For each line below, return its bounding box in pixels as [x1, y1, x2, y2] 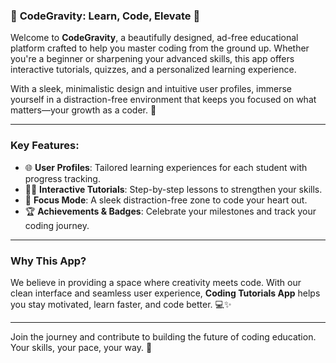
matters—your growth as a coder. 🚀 [10, 104, 157, 116]
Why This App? [10, 254, 87, 268]
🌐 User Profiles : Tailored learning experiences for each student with [24, 161, 308, 173]
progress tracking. [24, 172, 101, 184]
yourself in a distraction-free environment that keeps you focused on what [10, 94, 317, 106]
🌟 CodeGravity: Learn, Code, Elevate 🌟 [10, 9, 201, 23]
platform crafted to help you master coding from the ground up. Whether [10, 42, 310, 54]
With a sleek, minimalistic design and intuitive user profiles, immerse [10, 83, 293, 95]
